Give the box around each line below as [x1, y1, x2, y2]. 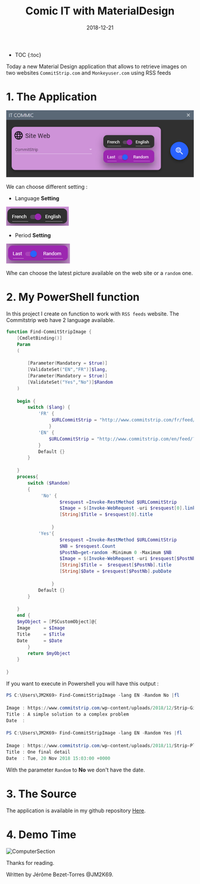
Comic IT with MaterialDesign [25, 4, 175, 18]
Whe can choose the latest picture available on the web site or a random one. [6, 269, 193, 276]
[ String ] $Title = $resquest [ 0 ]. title [59, 512, 153, 518]
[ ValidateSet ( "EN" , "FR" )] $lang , [27, 366, 108, 373]
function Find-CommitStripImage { [6, 329, 92, 335]
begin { [17, 398, 36, 404]
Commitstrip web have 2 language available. [6, 316, 115, 323]
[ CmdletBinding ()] [17, 335, 62, 341]
